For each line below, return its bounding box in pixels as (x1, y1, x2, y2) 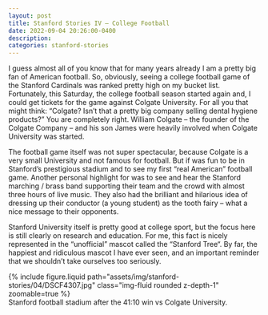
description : (8, 34, 52, 42)
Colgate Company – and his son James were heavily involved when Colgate (8, 123, 258, 133)
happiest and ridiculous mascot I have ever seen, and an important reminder (8, 248, 260, 257)
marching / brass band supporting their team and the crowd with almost (8, 181, 246, 191)
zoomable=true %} (8, 289, 70, 299)
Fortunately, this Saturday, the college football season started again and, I (8, 89, 251, 99)
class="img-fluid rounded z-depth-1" (97, 281, 220, 290)
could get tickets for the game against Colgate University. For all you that (8, 98, 249, 107)
